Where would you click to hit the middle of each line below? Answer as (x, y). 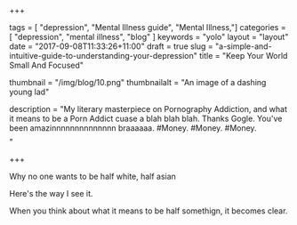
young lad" (29, 92)
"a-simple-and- (244, 46)
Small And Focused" (47, 65)
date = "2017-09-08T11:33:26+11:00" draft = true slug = (111, 46)
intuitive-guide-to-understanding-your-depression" (104, 56)
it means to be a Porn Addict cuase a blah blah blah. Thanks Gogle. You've (146, 118)
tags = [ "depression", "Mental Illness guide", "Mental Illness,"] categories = (148, 27)
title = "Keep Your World (243, 56)
